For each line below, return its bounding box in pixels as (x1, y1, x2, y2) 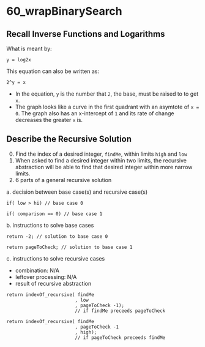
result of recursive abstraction (15, 280, 92, 287)
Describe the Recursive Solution (6, 134, 132, 145)
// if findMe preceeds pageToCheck (74, 308, 166, 314)
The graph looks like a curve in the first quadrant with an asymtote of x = (15, 103, 199, 110)
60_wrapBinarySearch (6, 4, 122, 18)
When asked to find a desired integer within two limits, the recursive (15, 156, 187, 164)
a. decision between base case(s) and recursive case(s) (6, 188, 148, 196)
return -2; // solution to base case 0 (6, 233, 108, 240)
